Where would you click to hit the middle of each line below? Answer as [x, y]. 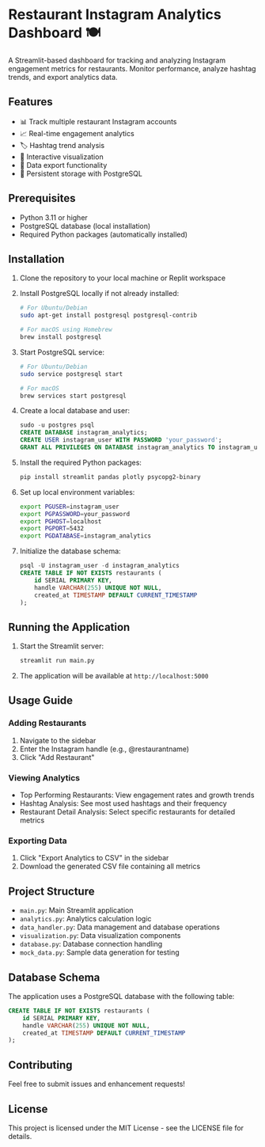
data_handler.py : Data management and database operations [119, 927]
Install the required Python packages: [81, 462]
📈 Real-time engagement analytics [77, 133]
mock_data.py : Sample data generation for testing [99, 952]
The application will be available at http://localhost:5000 [114, 676]
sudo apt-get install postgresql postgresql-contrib [108, 315]
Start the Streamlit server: [62, 646]
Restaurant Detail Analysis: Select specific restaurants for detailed [127, 812]
